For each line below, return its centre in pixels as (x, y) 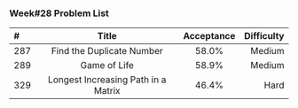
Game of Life (107, 66)
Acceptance (209, 36)
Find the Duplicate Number (107, 51)
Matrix (107, 91)
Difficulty (264, 36)
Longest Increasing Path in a (107, 80)
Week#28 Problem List (59, 13)
